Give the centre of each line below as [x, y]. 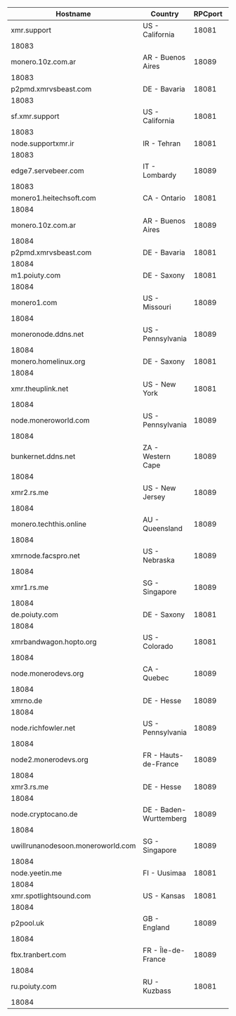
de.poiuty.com [34, 615]
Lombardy [160, 175]
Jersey [154, 497]
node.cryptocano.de [45, 814]
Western [157, 456]
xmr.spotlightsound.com [51, 896]
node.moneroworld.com [50, 420]
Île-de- [172, 950]
